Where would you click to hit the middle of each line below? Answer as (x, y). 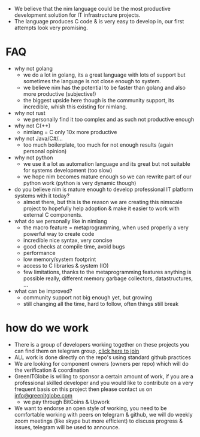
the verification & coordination (51, 370)
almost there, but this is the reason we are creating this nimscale (103, 202)
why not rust (30, 113)
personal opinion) (45, 151)
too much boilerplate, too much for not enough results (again (99, 145)
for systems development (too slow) (68, 170)
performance (40, 253)
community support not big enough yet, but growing (88, 297)
